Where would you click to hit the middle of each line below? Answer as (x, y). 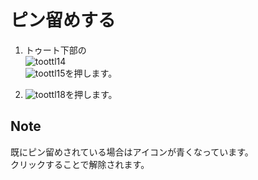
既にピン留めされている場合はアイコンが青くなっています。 (132, 152)
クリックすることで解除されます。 (80, 164)
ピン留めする (63, 20)
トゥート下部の (55, 50)
